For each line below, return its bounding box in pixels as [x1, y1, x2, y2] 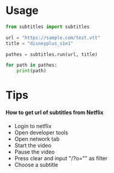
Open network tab [14, 135, 60, 143]
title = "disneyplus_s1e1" [5, 40, 74, 46]
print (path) [16, 68, 46, 74]
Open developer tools [14, 129, 69, 136]
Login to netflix [14, 122, 52, 129]
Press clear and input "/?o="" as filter [14, 154, 108, 161]
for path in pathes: [5, 62, 58, 69]
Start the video [14, 141, 52, 149]
